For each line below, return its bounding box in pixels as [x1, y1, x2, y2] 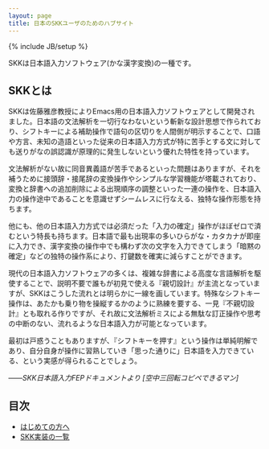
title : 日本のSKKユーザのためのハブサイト [8, 19, 134, 27]
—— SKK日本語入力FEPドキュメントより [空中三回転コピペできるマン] [8, 373, 239, 383]
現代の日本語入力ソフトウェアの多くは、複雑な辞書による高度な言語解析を [8, 269, 255, 278]
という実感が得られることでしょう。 [22, 356, 142, 366]
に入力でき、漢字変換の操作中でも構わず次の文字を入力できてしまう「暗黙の [8, 241, 262, 251]
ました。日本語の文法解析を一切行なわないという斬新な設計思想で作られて [8, 117, 255, 126]
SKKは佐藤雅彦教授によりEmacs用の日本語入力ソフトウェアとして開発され [8, 106, 255, 117]
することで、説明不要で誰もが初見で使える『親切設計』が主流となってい [14, 278, 254, 288]
